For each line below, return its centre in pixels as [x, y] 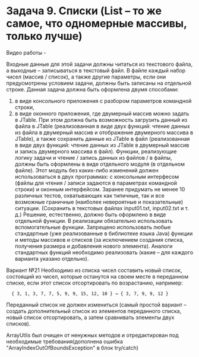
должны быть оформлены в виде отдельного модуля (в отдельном [100, 164]
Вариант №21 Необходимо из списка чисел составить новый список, [94, 270]
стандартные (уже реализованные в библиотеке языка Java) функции [104, 233]
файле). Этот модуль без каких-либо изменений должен [86, 170]
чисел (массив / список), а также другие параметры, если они [86, 77]
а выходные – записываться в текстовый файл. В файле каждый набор [96, 70]
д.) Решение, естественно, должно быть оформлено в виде [90, 214]
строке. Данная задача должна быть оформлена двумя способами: [93, 89]
